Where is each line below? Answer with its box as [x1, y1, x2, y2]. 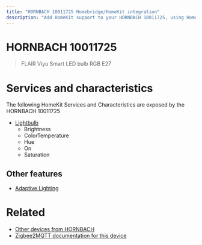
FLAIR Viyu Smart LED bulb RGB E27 [20, 60, 112, 67]
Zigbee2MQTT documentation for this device [14, 232, 127, 240]
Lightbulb [14, 119, 39, 126]
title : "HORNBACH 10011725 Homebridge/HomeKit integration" [6, 8, 161, 15]
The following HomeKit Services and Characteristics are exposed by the [6, 101, 185, 108]
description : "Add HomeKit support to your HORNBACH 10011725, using [6, 14, 185, 20]
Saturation [23, 151, 50, 158]
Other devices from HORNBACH [14, 226, 95, 233]
